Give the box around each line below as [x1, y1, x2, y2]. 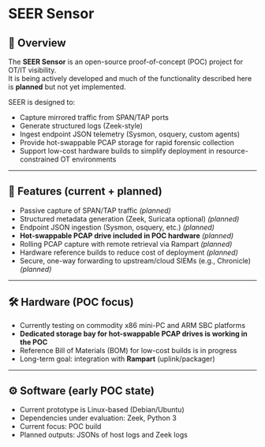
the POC [19, 337, 48, 347]
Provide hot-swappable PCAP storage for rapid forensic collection [19, 138, 234, 147]
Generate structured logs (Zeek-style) [19, 121, 144, 130]
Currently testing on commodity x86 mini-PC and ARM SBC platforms [19, 320, 246, 330]
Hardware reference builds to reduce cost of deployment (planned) [19, 248, 238, 257]
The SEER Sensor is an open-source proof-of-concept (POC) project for [8, 57, 243, 66]
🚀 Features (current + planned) [8, 184, 163, 198]
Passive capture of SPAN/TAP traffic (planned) [19, 206, 171, 215]
